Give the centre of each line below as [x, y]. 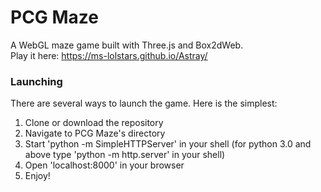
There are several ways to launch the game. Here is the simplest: [144, 103]
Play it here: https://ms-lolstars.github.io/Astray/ [109, 55]
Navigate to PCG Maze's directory [95, 133]
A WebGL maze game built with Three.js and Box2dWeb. [127, 45]
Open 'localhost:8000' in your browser [104, 165]
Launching [36, 81]
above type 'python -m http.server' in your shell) [125, 155]
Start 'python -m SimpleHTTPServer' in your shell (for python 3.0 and [168, 144]
